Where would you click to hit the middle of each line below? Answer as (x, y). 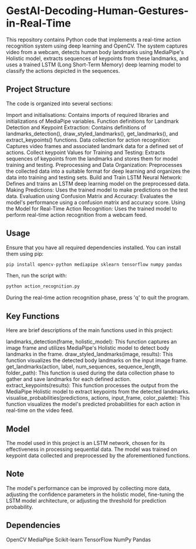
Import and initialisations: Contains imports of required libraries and (87, 115)
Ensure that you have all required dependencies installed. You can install (94, 247)
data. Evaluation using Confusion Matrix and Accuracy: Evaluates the (89, 196)
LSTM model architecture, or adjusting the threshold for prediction (86, 500)
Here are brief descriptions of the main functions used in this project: (89, 330)
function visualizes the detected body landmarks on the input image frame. (97, 360)
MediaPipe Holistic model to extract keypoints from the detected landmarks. (98, 391)
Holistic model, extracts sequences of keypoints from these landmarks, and (97, 58)
